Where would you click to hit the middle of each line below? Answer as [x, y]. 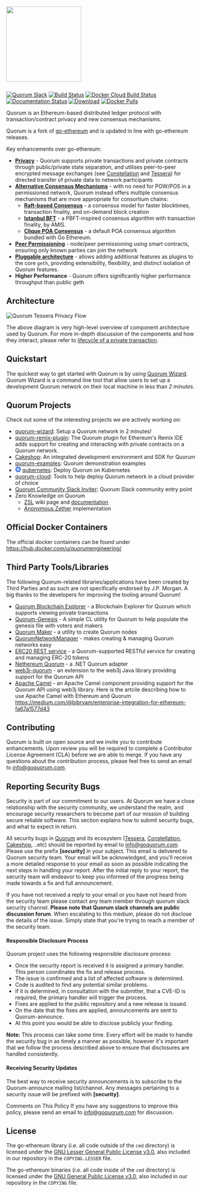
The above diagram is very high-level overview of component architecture [98, 327]
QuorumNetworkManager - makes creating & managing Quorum [94, 638]
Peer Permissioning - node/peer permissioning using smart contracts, [102, 243]
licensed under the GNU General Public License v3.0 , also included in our [97, 1176]
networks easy [33, 644]
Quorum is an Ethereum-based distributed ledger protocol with [84, 113]
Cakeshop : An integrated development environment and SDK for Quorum [105, 457]
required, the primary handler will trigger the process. [81, 997]
